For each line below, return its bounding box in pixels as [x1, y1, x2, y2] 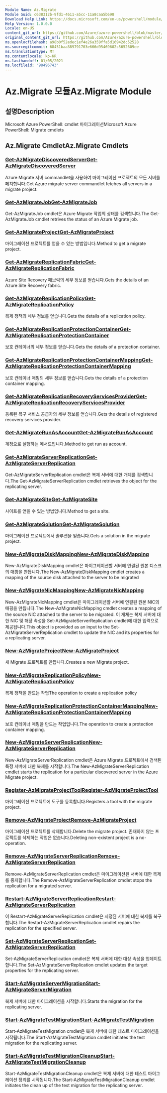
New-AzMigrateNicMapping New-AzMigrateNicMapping [5, 587, 144, 594]
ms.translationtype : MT [5, 49, 55, 54]
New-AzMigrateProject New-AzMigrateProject [5, 647, 119, 654]
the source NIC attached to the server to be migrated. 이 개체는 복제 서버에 [5, 611, 156, 617]
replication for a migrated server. [5, 882, 73, 889]
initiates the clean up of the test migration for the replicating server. [5, 1083, 143, 1089]
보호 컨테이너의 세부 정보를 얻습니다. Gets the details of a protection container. [5, 344, 161, 350]
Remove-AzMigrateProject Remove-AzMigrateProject [5, 817, 137, 824]
